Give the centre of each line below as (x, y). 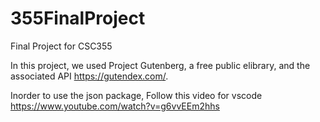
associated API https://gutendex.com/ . (89, 76)
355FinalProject (78, 18)
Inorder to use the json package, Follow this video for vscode (136, 95)
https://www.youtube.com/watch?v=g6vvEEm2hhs (115, 106)
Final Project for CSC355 (61, 46)
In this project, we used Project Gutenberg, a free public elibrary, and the (160, 65)
